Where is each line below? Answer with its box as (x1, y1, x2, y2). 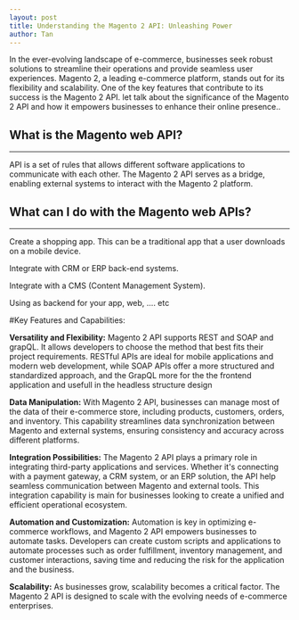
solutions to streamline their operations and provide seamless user (9, 63, 254, 74)
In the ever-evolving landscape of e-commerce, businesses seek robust (9, 54, 273, 65)
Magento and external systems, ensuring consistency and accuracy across (9, 426, 285, 435)
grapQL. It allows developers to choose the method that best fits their (9, 342, 264, 352)
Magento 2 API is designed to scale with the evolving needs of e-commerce (9, 591, 287, 601)
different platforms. (9, 434, 80, 445)
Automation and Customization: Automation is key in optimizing (9, 517, 246, 527)
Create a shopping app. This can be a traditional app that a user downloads (9, 236, 286, 246)
